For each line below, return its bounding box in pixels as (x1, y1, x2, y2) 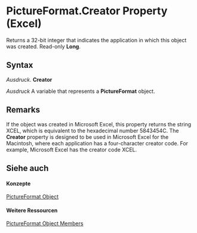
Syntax (6, 60, 33, 70)
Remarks (6, 105, 41, 115)
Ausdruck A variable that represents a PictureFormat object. (6, 88, 155, 95)
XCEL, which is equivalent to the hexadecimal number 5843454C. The (6, 127, 179, 134)
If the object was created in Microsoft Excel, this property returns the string (6, 120, 192, 128)
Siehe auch (6, 163, 49, 173)
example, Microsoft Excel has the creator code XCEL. (6, 146, 137, 153)
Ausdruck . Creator (6, 76, 53, 83)
